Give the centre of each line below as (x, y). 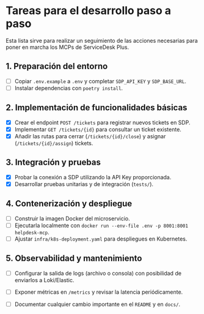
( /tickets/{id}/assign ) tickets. (54, 143)
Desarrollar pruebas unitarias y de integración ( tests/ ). (84, 184)
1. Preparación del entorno (57, 66)
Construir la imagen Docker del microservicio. (72, 219)
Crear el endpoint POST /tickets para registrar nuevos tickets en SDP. (102, 122)
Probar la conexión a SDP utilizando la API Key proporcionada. (93, 177)
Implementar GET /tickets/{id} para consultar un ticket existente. (98, 129)
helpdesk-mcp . (32, 232)
